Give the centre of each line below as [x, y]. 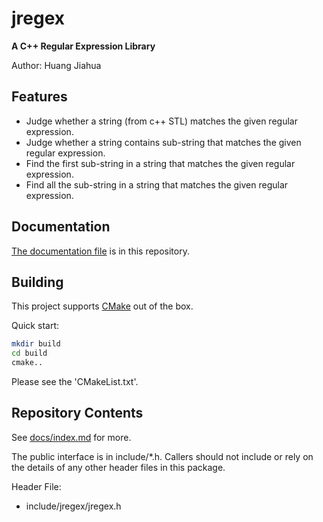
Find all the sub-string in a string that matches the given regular [157, 184]
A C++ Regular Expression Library [83, 46]
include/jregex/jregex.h [73, 506]
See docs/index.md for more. [71, 437]
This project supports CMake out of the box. [102, 306]
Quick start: [35, 326]
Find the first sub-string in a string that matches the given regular [160, 163]
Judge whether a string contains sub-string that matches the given [163, 142]
